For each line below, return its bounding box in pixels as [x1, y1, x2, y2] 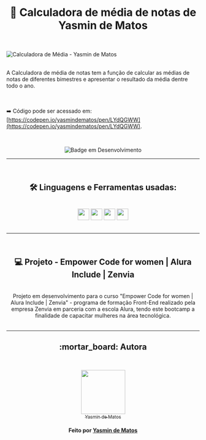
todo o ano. [6, 82, 36, 89]
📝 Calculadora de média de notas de [9, 6, 197, 20]
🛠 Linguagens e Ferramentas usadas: [29, 182, 177, 193]
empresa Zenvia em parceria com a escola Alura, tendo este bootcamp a [11, 305, 195, 313]
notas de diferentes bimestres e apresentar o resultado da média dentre [6, 75, 188, 83]
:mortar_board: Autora [59, 341, 147, 352]
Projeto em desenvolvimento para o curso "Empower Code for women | [13, 292, 193, 299]
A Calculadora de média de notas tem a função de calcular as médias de [6, 69, 190, 76]
